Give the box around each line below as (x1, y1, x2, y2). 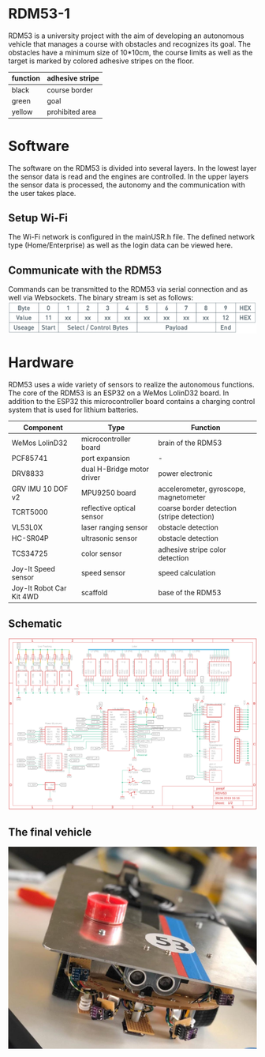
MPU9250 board (81, 488, 136, 498)
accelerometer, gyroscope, (157, 484, 246, 493)
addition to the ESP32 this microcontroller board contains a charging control (8, 397, 256, 406)
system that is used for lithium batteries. (8, 405, 139, 415)
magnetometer (157, 492, 207, 502)
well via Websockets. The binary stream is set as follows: (8, 293, 194, 303)
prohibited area (47, 108, 97, 117)
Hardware (8, 353, 74, 372)
